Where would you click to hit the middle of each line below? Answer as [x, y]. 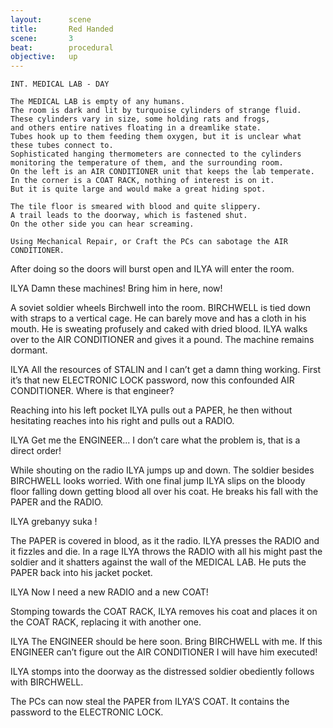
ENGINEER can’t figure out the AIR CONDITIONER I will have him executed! [164, 652]
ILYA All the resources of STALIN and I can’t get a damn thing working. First [166, 370]
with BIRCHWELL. [47, 682]
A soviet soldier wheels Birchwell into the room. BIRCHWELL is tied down [161, 308]
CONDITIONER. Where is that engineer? [92, 391]
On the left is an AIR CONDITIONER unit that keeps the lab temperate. [162, 172]
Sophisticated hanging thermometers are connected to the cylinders [156, 154]
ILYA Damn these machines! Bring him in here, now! [116, 288]
